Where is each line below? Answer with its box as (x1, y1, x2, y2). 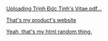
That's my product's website (6, 17, 76, 23)
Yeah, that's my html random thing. (6, 28, 92, 35)
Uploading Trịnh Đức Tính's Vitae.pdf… (6, 5, 102, 12)
